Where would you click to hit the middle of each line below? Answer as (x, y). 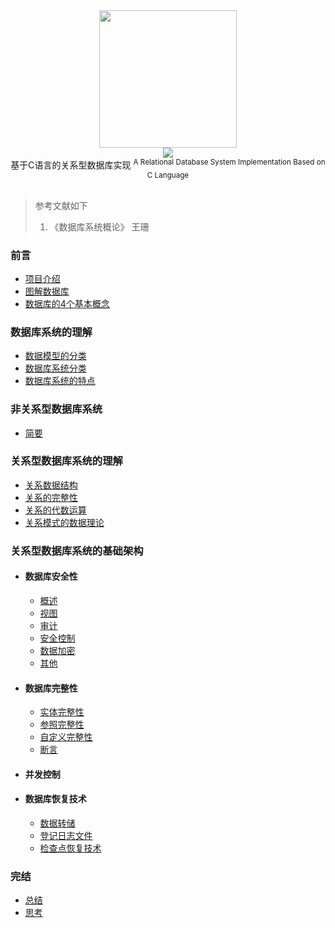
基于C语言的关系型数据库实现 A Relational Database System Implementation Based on (168, 164)
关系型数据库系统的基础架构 (77, 551)
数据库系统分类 (55, 368)
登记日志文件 (66, 835)
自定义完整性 (66, 737)
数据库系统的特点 (60, 381)
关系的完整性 (51, 497)
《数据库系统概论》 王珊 (99, 226)
